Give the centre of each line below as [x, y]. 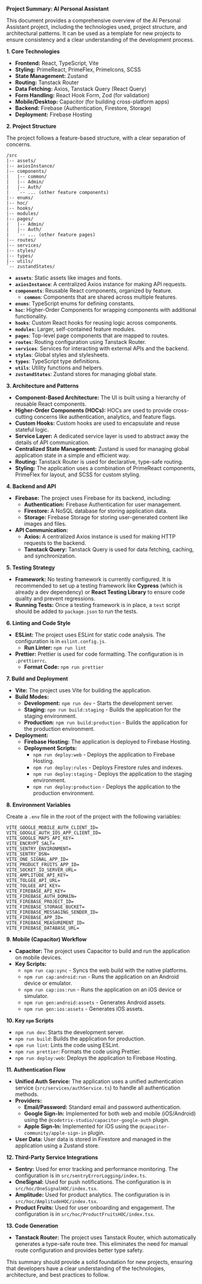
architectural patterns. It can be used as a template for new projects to [94, 33]
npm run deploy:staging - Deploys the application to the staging [112, 774]
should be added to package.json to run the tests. [76, 611]
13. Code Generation [32, 1226]
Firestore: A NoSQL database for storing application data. [96, 511]
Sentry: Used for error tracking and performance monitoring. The [96, 1169]
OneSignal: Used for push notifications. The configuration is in [93, 1182]
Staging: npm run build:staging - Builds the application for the [102, 709]
